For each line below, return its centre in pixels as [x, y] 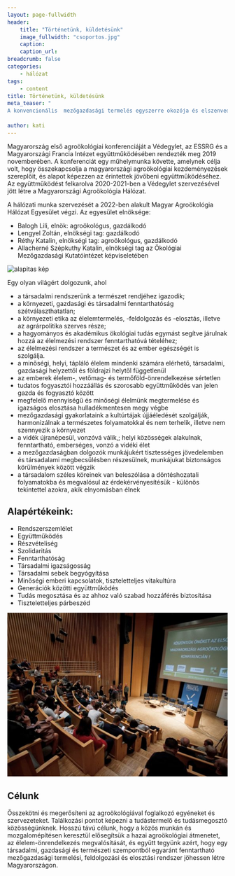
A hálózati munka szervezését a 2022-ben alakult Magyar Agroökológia [111, 204]
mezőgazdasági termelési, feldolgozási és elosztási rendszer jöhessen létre [116, 857]
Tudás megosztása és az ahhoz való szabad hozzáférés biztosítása [114, 595]
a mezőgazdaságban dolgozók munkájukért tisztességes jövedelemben [120, 452]
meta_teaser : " [29, 104]
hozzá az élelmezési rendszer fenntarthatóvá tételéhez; [97, 340]
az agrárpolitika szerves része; [62, 326]
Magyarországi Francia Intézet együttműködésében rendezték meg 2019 [112, 153]
